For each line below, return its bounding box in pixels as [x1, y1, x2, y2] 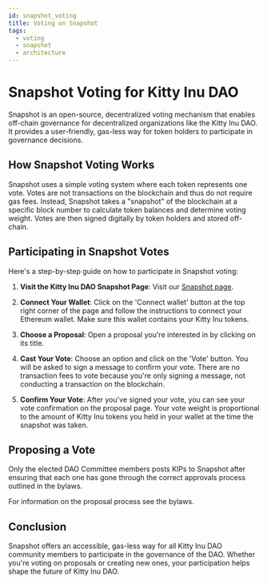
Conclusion [8, 520, 67, 534]
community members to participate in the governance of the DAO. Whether [8, 550, 256, 559]
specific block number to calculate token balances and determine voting [8, 205, 246, 214]
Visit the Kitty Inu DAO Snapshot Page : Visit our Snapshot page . [19, 281, 234, 292]
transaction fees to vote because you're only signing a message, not [19, 371, 246, 380]
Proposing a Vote [8, 443, 96, 456]
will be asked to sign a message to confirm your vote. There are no [19, 362, 241, 371]
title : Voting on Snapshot [8, 19, 98, 27]
